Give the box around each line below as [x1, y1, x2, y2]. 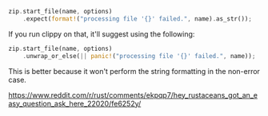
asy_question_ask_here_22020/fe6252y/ [8, 99, 142, 108]
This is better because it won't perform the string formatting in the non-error [8, 66, 260, 75]
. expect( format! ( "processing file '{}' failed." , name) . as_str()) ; [22, 14, 252, 23]
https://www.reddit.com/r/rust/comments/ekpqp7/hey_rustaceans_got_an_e [8, 90, 258, 99]
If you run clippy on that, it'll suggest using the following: [8, 29, 195, 39]
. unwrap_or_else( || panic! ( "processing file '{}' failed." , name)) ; [22, 52, 256, 60]
